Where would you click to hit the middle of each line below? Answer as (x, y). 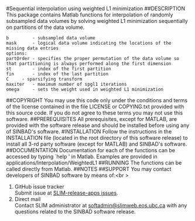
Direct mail (28, 199)
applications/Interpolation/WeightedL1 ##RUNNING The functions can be (94, 163)
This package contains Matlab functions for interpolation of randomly (90, 15)
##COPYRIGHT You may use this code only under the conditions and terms (97, 100)
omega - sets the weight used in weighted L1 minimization (85, 89)
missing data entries (32, 48)
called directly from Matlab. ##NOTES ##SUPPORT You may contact (89, 169)
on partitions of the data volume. (45, 27)
